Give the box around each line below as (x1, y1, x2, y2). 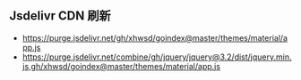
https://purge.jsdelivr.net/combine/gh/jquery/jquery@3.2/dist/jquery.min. (21, 52, 293, 62)
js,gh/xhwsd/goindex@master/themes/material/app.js (21, 60, 221, 71)
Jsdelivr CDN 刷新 (9, 8, 111, 24)
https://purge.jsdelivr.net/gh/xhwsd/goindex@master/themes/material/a (21, 32, 288, 43)
